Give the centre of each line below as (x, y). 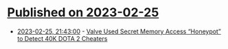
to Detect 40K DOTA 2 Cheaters (62, 38)
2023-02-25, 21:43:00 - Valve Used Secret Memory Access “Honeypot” (119, 31)
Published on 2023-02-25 (83, 13)
